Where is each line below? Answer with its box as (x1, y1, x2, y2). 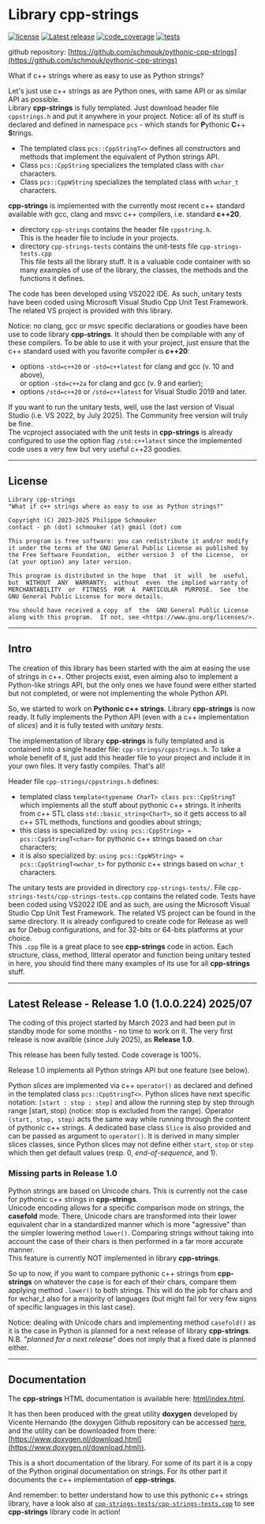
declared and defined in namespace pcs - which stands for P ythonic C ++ (8, 119, 246, 129)
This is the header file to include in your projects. (19, 233, 179, 242)
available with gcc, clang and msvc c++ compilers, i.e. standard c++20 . (8, 209, 242, 218)
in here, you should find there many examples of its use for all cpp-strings (8, 958, 251, 968)
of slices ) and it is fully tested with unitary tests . (8, 720, 164, 730)
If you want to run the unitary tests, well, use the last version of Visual (8, 402, 235, 411)
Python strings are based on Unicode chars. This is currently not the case (8, 1185, 248, 1196)
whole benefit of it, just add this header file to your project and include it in (8, 753, 251, 762)
